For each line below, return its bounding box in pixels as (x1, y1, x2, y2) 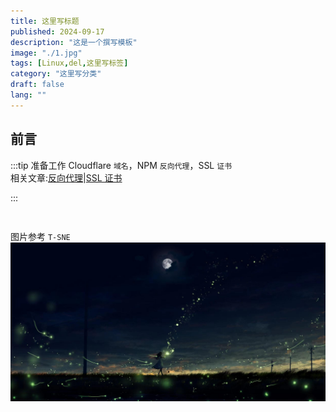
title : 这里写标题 (10, 16, 80, 26)
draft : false (10, 80, 65, 90)
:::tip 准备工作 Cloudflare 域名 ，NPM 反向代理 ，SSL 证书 (10, 159, 233, 171)
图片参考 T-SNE (10, 230, 71, 242)
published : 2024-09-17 (10, 26, 105, 37)
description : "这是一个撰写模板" (10, 37, 138, 47)
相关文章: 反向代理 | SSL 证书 (10, 171, 123, 184)
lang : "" (10, 90, 47, 100)
